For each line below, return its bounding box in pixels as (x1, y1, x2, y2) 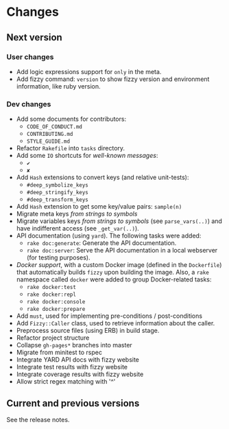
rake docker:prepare (26, 306, 86, 313)
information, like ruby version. (16, 82, 101, 90)
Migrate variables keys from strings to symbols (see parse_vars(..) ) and (16, 217, 222, 225)
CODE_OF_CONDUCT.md (26, 124, 83, 130)
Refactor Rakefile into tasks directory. (16, 144, 125, 152)
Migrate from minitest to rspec (16, 348, 102, 357)
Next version (6, 32, 62, 43)
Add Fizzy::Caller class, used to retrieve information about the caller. (16, 319, 215, 327)
